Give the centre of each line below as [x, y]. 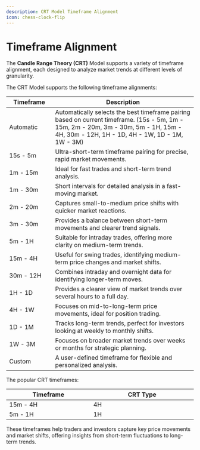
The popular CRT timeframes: [43, 380]
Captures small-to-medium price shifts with [117, 204]
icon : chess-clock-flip [36, 17]
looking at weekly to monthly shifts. [104, 331]
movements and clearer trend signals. [108, 228]
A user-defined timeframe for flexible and [114, 357]
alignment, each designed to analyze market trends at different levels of [94, 70]
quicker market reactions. [91, 211]
